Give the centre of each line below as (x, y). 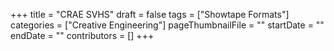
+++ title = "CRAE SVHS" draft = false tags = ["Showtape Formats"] (150, 14)
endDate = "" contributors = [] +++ (82, 35)
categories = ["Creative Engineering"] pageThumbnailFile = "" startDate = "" (167, 25)
